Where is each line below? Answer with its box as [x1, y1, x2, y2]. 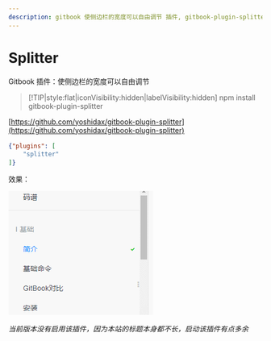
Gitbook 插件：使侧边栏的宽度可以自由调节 [8, 77, 150, 86]
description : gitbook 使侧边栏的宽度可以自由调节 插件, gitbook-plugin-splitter [8, 13, 269, 21]
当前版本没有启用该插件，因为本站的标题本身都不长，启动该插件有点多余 [8, 324, 248, 334]
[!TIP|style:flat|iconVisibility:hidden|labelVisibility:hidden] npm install [27, 93, 256, 102]
